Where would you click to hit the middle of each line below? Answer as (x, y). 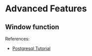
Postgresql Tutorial (31, 48)
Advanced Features (46, 9)
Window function (32, 27)
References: (17, 39)
